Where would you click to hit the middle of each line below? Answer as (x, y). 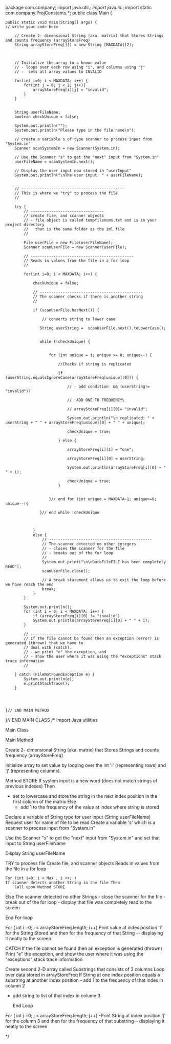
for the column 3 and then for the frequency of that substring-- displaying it (85, 1021)
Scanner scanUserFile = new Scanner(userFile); (75, 247)
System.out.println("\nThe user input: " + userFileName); (79, 175)
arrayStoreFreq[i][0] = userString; (106, 459)
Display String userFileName (35, 853)
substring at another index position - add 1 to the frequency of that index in (84, 980)
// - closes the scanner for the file (83, 548)
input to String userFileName (36, 843)
